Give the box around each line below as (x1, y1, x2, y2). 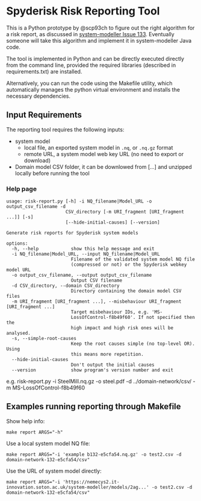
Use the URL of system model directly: (6, 467, 102, 474)
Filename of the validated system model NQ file (70, 256, 196, 263)
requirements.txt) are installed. (6, 68, 82, 75)
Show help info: (6, 417, 45, 424)
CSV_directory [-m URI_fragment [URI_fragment (65, 209, 185, 215)
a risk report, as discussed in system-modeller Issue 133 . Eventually (6, 30, 175, 37)
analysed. (6, 330, 31, 336)
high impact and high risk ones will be (70, 325, 173, 331)
